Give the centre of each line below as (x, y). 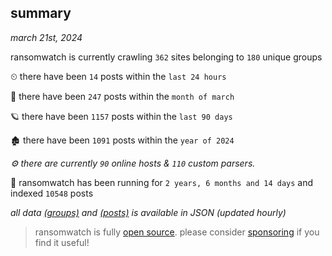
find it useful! (62, 242)
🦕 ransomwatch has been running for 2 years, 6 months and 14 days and (162, 182)
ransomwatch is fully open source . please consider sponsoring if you (177, 232)
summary (41, 13)
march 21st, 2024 (46, 37)
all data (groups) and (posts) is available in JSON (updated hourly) (148, 212)
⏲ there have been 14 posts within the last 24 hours (118, 76)
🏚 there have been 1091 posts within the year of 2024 (122, 140)
